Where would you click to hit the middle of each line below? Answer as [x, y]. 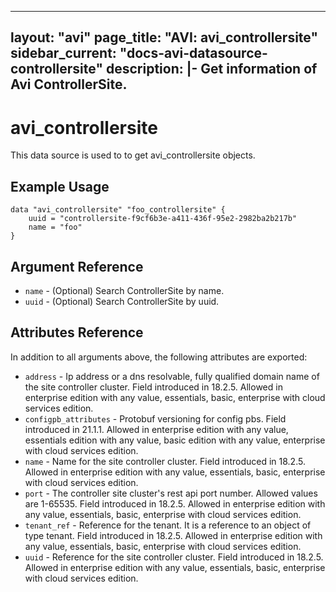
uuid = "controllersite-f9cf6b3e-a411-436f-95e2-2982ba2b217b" [163, 219]
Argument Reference [77, 266]
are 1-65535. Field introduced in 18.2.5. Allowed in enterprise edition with [175, 503]
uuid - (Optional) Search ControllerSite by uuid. [122, 301]
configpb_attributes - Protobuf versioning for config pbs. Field [155, 418]
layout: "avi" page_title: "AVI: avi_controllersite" [164, 37]
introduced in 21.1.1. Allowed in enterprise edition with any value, [156, 429]
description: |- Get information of [211, 69]
